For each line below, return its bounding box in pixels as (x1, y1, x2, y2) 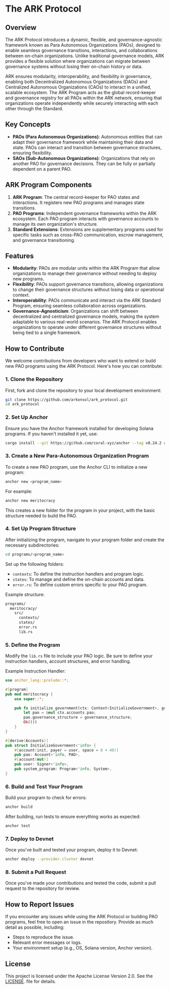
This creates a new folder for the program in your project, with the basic (5, 507, 155, 513)
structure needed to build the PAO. (5, 512, 77, 519)
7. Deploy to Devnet (5, 835, 54, 842)
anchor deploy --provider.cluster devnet (5, 856, 94, 862)
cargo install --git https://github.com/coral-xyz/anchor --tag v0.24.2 (5, 440, 162, 445)
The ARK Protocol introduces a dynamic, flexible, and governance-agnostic (5, 36, 163, 43)
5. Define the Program (5, 641, 61, 648)
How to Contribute (5, 344, 65, 353)
